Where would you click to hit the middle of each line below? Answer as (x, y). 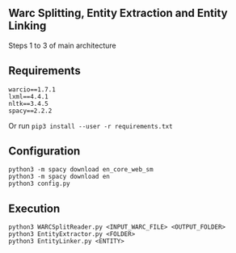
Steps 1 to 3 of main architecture (62, 45)
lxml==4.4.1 (28, 96)
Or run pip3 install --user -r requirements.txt (91, 125)
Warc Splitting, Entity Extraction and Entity (118, 13)
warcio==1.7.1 (32, 89)
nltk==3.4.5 (28, 103)
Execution (34, 208)
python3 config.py (39, 184)
